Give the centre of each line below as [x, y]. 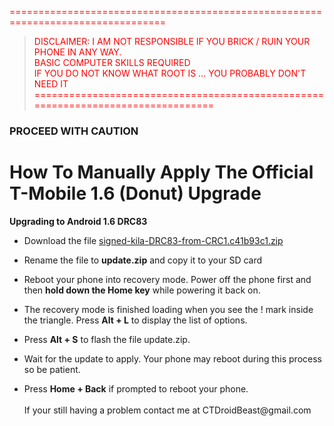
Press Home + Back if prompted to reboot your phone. [136, 388]
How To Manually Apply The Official [161, 172]
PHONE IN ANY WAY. [77, 52]
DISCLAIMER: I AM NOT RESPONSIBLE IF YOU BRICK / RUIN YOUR [172, 41]
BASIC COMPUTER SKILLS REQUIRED [112, 62]
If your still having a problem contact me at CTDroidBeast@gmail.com [167, 410]
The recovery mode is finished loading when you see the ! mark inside [168, 309]
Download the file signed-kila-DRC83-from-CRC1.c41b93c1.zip [153, 240]
